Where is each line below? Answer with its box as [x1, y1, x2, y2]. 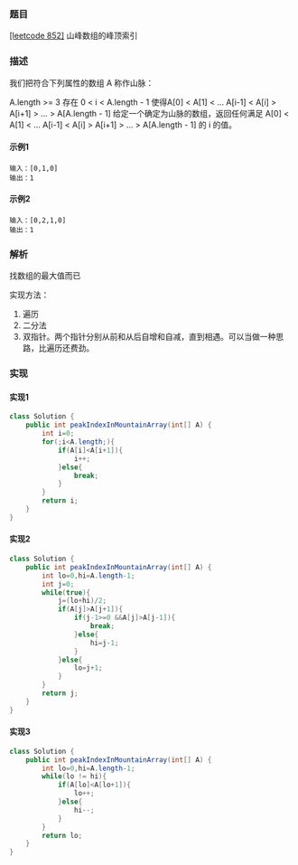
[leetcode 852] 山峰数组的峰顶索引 [9, 30, 138, 42]
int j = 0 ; [42, 579, 75, 588]
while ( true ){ [42, 588, 91, 597]
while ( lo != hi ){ [42, 772, 107, 781]
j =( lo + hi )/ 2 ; [57, 597, 107, 606]
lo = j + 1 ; [73, 663, 103, 672]
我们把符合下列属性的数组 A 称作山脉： [9, 77, 154, 88]
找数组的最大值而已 [9, 270, 81, 281]
